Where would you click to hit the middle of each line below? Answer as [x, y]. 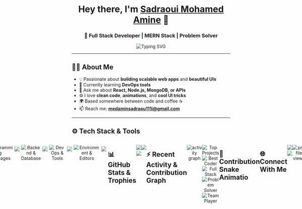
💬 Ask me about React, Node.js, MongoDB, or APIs [132, 90]
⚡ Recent [161, 154]
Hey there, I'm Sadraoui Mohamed [151, 9]
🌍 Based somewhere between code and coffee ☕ [131, 101]
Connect [274, 162]
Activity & [162, 165]
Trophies [122, 180]
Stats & [119, 173]
